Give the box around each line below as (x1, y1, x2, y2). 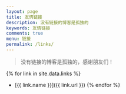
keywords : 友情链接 (6, 25, 51, 31)
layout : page (6, 8, 38, 15)
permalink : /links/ (6, 42, 54, 48)
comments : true (6, 31, 44, 36)
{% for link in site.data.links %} (6, 70, 81, 77)
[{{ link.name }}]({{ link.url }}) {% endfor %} (14, 81, 121, 88)
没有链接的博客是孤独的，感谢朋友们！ (20, 58, 114, 65)
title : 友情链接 (6, 14, 42, 20)
